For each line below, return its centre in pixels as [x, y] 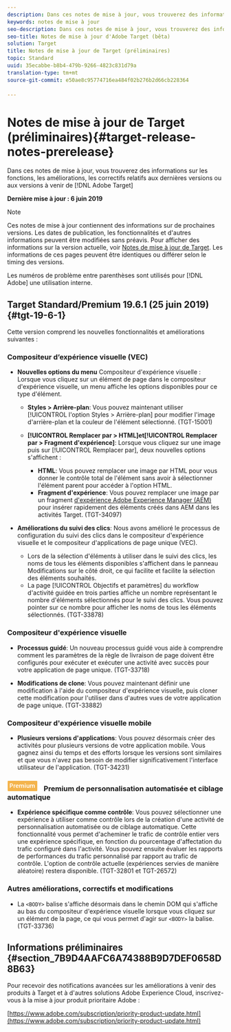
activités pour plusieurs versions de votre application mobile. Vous [111, 746]
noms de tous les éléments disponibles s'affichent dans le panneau [123, 564]
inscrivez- [210, 993]
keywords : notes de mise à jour [53, 22]
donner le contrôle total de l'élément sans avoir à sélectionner [125, 478]
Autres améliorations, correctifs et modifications [90, 889]
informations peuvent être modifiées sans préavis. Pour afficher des [103, 240]
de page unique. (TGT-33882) [59, 705]
